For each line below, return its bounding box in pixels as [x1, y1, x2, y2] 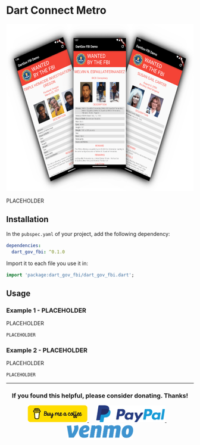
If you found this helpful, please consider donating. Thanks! [11, 391, 189, 400]
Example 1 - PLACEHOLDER [6, 306, 86, 315]
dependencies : [6, 242, 42, 248]
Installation [6, 214, 49, 225]
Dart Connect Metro [6, 4, 107, 17]
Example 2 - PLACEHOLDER [6, 346, 87, 354]
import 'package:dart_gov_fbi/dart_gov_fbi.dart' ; [6, 272, 135, 278]
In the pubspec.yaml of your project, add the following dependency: [6, 230, 170, 237]
